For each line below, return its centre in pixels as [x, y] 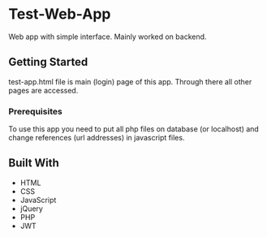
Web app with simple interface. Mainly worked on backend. [108, 37]
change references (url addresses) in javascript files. [97, 138]
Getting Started [48, 62]
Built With [34, 163]
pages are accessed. [43, 90]
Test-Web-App [60, 14]
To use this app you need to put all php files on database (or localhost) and [134, 129]
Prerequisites [35, 111]
